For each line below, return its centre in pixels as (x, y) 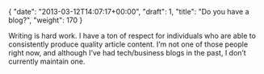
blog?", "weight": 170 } (46, 20)
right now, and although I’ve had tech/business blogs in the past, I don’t (127, 53)
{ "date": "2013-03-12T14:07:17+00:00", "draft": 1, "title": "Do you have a (129, 12)
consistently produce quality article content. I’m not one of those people (128, 44)
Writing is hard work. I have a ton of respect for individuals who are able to (132, 36)
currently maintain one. (47, 61)
